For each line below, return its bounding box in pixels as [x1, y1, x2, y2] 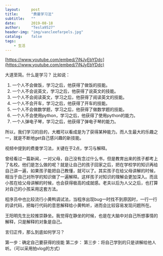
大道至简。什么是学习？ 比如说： [5, 71, 70, 78]
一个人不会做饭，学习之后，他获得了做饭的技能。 [12, 82, 110, 88]
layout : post [5, 7, 40, 12]
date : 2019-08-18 [5, 20, 53, 26]
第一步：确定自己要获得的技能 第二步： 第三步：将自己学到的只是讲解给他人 [5, 239, 156, 245]
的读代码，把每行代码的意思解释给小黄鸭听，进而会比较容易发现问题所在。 [5, 202, 154, 208]
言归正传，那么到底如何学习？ [5, 229, 65, 235]
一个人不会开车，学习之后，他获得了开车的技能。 [12, 100, 110, 106]
